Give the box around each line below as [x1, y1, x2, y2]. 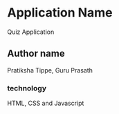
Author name [7, 48, 65, 59]
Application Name [7, 5, 113, 21]
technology [7, 83, 47, 93]
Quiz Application [7, 28, 55, 36]
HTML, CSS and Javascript [7, 99, 84, 108]
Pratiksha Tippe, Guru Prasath [7, 66, 93, 74]
